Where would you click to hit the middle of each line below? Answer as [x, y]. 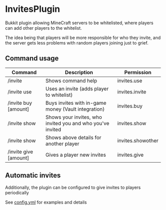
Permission [138, 72]
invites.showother [138, 140]
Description [79, 72]
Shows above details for [73, 137]
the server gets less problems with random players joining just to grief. [77, 42]
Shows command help [71, 81]
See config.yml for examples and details [46, 202]
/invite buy [20, 103]
